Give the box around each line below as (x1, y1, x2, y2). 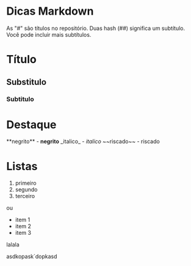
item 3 (15, 229, 32, 237)
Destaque (6, 117, 57, 131)
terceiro (15, 193, 35, 200)
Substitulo (6, 76, 47, 87)
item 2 (15, 223, 32, 230)
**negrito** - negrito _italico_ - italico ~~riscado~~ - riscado (6, 138, 160, 145)
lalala (6, 241, 20, 248)
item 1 (15, 216, 31, 224)
